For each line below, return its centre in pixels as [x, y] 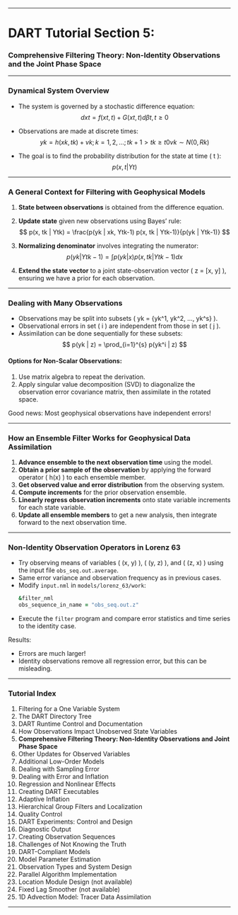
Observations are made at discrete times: [78, 131]
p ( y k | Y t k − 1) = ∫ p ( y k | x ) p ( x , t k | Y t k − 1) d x [125, 257]
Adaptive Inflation [44, 799]
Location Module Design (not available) [75, 882]
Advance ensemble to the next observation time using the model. [115, 462]
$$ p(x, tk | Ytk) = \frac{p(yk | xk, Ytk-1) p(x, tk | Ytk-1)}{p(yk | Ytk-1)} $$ [125, 232]
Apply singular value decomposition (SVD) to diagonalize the [107, 384]
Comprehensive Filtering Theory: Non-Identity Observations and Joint [124, 739]
